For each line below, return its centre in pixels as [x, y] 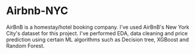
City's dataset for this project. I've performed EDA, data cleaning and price [97, 33]
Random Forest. [25, 46]
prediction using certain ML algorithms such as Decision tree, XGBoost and [97, 39]
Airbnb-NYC [37, 11]
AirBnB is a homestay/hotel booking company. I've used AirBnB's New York [98, 27]
